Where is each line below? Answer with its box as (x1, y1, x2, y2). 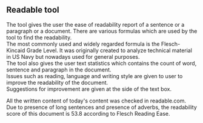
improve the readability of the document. (6, 79, 108, 86)
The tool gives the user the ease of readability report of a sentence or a (6, 21, 185, 28)
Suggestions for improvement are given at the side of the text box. (6, 85, 171, 93)
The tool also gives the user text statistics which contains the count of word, (6, 59, 197, 67)
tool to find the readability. (6, 33, 72, 41)
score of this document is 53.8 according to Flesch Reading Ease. (6, 110, 170, 117)
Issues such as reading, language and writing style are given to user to (6, 72, 183, 79)
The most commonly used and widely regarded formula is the (6, 40, 160, 47)
